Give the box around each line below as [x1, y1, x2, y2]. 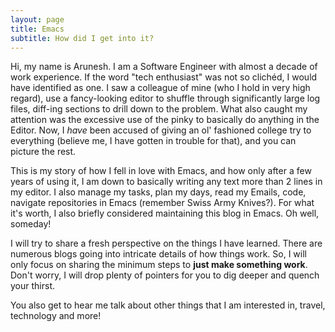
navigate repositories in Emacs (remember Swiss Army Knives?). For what [10, 197, 315, 209]
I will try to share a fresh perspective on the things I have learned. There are [10, 237, 323, 250]
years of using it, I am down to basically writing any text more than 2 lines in [10, 176, 323, 188]
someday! [10, 218, 52, 230]
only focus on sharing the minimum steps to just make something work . [10, 259, 308, 271]
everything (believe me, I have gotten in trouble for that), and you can [10, 135, 297, 147]
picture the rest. [10, 146, 77, 158]
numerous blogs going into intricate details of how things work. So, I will [10, 248, 307, 260]
